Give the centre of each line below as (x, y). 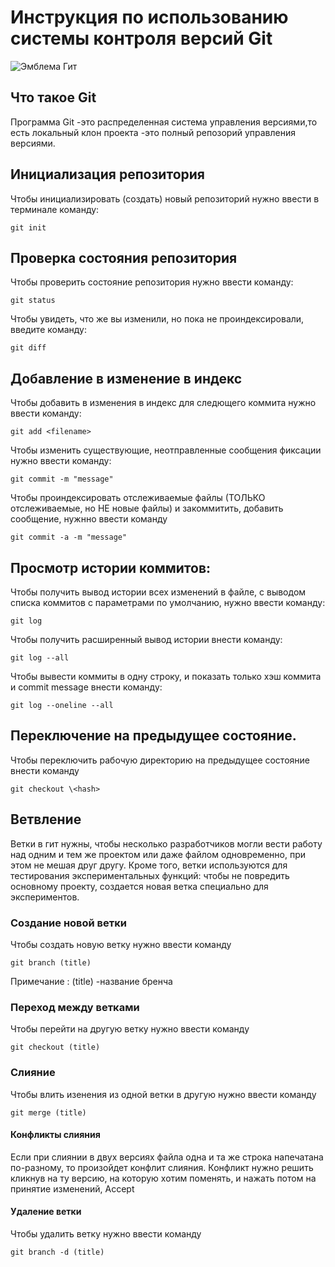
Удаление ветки (46, 1212)
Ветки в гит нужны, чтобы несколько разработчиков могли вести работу (166, 843)
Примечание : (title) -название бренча (91, 981)
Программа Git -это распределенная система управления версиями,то (164, 122)
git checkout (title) (55, 1047)
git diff (28, 348)
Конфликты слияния (55, 1135)
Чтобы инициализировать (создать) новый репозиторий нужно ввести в (165, 198)
